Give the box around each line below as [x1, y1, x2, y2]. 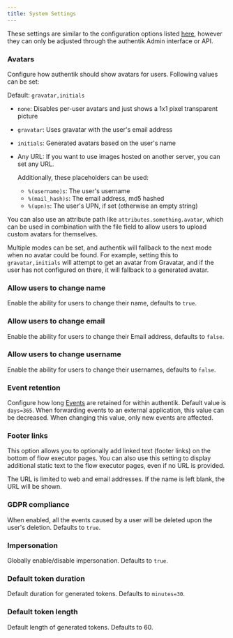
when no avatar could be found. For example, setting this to [7, 250, 179, 259]
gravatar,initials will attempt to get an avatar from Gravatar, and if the [7, 258, 214, 266]
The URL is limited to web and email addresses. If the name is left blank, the [7, 475, 225, 483]
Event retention [7, 383, 61, 393]
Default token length [7, 607, 78, 617]
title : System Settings [7, 10, 77, 17]
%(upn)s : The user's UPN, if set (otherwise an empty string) [27, 202, 198, 210]
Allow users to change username [7, 349, 121, 359]
